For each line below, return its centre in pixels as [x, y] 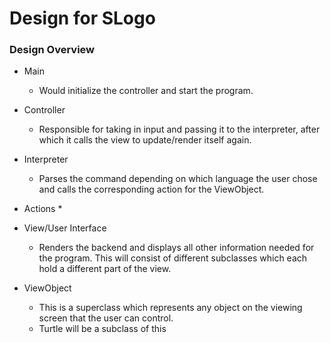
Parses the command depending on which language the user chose [178, 179]
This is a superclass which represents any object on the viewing [170, 308]
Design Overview [52, 50]
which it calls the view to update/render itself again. [145, 140]
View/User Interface [65, 228]
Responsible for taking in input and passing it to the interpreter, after [179, 129]
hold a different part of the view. [105, 269]
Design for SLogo [82, 18]
